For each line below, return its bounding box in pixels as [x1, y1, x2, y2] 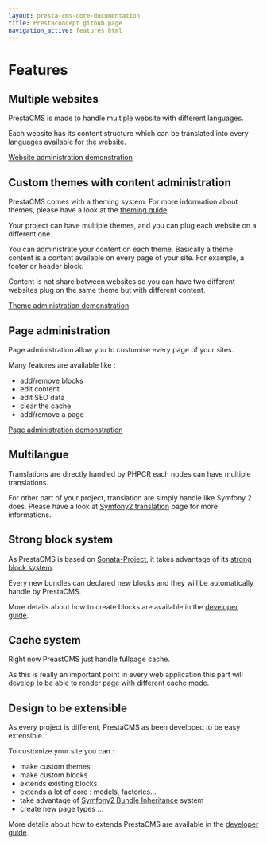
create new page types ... [19, 804, 104, 814]
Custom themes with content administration [8, 176, 232, 189]
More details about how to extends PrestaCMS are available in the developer [8, 820, 259, 829]
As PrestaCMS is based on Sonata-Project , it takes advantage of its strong [8, 554, 252, 563]
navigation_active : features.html [8, 26, 123, 34]
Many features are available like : [8, 360, 117, 370]
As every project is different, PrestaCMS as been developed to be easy [8, 722, 241, 732]
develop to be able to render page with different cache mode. [8, 678, 210, 688]
